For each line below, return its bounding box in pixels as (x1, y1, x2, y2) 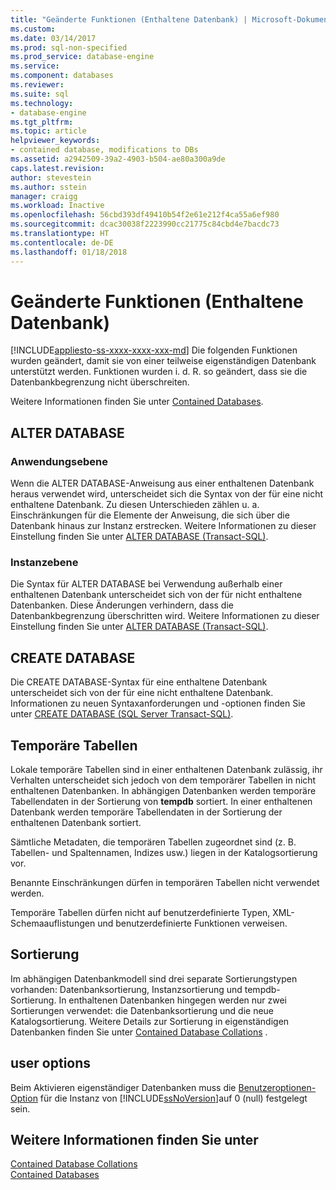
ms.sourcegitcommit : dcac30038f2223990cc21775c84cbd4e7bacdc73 (10, 219, 280, 230)
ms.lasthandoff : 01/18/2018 (10, 247, 128, 257)
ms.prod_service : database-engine (10, 52, 155, 62)
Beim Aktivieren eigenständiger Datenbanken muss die (10, 1081, 237, 1093)
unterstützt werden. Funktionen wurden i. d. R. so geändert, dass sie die (10, 366, 308, 378)
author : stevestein (10, 172, 92, 183)
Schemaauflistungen (10, 917, 96, 930)
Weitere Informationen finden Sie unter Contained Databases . (10, 396, 264, 408)
